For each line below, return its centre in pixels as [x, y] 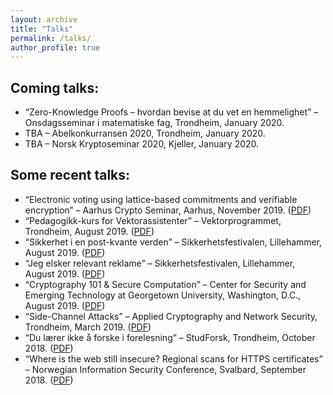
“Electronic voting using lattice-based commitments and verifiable [161, 199]
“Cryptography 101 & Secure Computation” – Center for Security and [165, 284]
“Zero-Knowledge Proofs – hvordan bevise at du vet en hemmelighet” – [171, 112]
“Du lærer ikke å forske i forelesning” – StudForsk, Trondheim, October [170, 337]
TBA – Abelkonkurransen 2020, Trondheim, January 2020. [145, 133]
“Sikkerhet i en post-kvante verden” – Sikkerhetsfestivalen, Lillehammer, [173, 242]
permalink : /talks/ [51, 38]
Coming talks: [55, 87]
